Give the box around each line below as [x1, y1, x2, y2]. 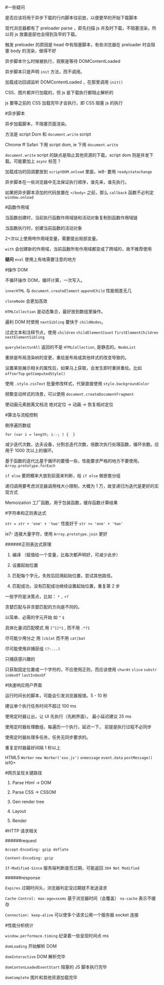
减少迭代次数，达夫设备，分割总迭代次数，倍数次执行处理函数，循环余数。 [5, 441, 155, 447]
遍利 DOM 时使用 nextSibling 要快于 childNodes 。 [5, 319, 106, 325]
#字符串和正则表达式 [5, 510, 46, 516]
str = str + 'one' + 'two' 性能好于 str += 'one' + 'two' [5, 521, 123, 526]
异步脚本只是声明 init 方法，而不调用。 [5, 69, 85, 75]
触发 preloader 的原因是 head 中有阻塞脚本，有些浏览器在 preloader [5, 42, 142, 48]
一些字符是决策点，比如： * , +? [5, 593, 69, 599]
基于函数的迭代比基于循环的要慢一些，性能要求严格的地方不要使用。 [5, 458, 142, 464]
